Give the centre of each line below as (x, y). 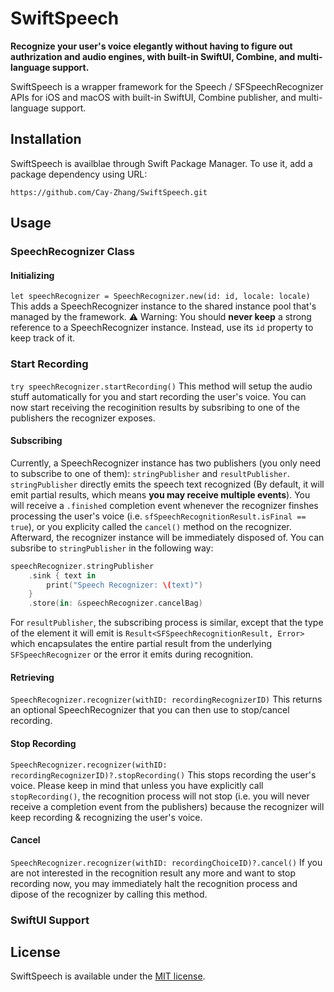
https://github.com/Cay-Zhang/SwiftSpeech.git (109, 192)
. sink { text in (62, 575)
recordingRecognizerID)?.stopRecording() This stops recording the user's (163, 774)
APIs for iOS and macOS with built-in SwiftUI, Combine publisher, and (153, 97)
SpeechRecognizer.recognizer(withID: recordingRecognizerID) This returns (166, 699)
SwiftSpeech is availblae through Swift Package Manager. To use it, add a (161, 163)
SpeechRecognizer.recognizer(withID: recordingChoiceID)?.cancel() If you (166, 862)
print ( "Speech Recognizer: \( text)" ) (124, 585)
